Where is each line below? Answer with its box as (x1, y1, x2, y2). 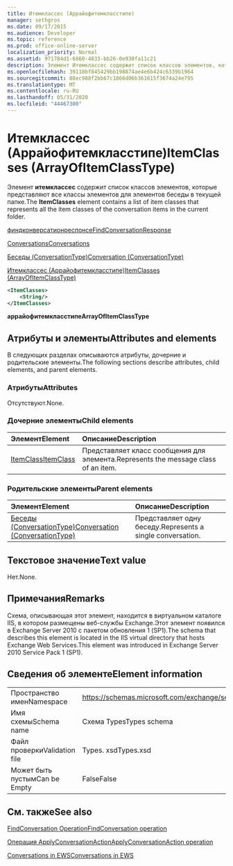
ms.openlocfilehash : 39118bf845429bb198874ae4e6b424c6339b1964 (7, 68, 194, 75)
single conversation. (135, 531, 201, 541)
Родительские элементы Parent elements (7, 484, 153, 493)
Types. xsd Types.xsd (82, 745, 151, 755)
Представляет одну (135, 513, 201, 523)
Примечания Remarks (7, 593, 105, 604)
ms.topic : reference (7, 36, 67, 43)
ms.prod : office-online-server (7, 42, 98, 49)
